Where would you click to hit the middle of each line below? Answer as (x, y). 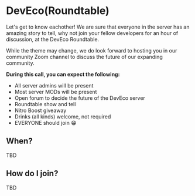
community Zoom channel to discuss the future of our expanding (84, 57)
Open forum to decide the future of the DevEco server (80, 98)
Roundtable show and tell (45, 104)
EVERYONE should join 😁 (45, 123)
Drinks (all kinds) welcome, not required (63, 116)
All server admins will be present (54, 85)
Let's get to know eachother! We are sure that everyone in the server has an (98, 27)
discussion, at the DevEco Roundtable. (53, 39)
